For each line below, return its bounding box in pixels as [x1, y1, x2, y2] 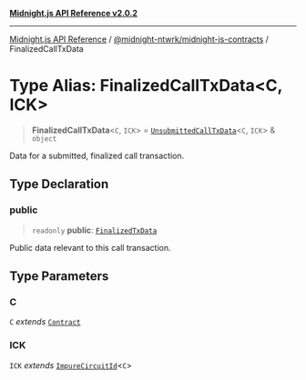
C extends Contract [9, 316, 81, 327]
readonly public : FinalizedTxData [31, 225, 158, 235]
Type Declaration [9, 176, 109, 192]
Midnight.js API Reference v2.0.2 [9, 8, 138, 18]
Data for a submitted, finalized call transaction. [9, 150, 185, 161]
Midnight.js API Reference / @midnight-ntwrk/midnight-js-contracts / [9, 34, 269, 45]
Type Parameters [9, 268, 109, 285]
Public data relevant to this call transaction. [9, 242, 171, 253]
